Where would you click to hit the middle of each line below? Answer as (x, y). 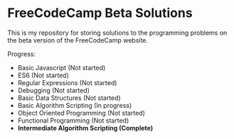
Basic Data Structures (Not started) (69, 98)
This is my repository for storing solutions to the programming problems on (117, 33)
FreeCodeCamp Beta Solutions (100, 13)
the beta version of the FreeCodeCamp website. (78, 40)
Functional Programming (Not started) (73, 120)
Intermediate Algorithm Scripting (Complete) (85, 128)
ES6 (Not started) (43, 75)
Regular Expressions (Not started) (67, 82)
